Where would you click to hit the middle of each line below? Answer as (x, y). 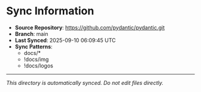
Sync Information (50, 11)
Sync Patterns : (33, 47)
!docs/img (36, 59)
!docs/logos (39, 65)
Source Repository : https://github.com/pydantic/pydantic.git (90, 27)
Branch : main (32, 33)
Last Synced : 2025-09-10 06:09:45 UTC (65, 40)
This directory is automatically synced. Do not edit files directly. (85, 82)
